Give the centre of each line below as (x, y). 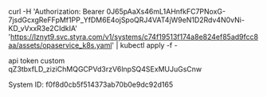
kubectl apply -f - (149, 45)
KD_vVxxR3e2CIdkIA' (43, 28)
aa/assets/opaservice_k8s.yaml (60, 45)
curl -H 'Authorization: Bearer (57, 12)
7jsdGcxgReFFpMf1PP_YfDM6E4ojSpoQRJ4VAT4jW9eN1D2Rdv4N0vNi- (127, 20)
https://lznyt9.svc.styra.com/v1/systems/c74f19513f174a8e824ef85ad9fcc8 (135, 37)
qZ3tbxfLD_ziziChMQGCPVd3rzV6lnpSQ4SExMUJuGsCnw (105, 69)
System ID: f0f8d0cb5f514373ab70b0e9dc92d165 (91, 84)
